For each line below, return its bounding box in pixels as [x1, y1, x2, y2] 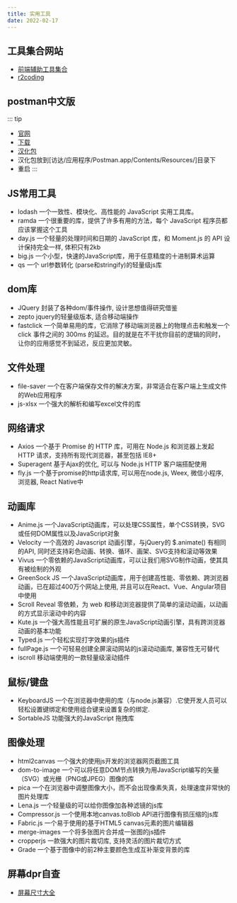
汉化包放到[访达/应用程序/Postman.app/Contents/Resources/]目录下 [17, 156, 216, 164]
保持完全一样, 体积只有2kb [23, 242, 101, 251]
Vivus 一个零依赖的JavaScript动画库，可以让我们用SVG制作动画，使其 [17, 556, 223, 564]
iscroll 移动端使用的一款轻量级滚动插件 [17, 653, 130, 662]
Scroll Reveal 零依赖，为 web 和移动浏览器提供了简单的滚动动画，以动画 [17, 600, 229, 609]
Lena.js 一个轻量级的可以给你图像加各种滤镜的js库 [17, 801, 163, 810]
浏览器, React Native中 [17, 477, 83, 486]
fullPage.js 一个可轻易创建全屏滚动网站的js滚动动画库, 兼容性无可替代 [17, 644, 220, 653]
